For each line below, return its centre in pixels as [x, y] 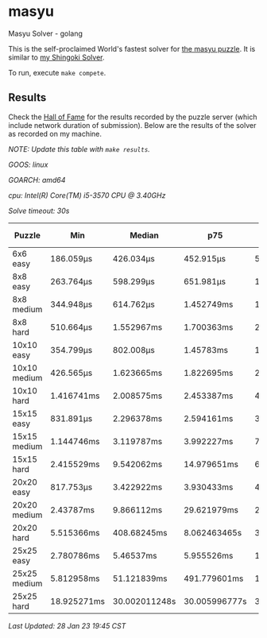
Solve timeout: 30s [39, 211]
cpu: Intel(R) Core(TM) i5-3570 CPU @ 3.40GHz [87, 195]
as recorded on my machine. [55, 133]
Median [144, 235]
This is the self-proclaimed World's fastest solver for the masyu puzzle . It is [132, 48]
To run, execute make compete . [57, 72]
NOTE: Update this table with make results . [79, 149]
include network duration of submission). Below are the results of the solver [132, 125]
